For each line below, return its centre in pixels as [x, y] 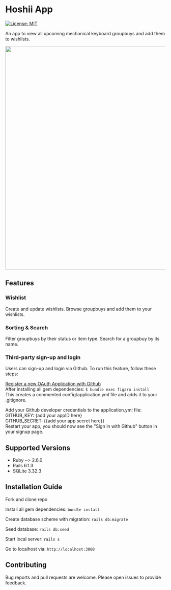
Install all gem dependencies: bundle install [53, 509]
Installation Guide [34, 487]
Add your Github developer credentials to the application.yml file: [74, 410]
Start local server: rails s [33, 539]
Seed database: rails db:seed [37, 529]
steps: [12, 374]
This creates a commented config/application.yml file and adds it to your [81, 395]
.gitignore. [16, 400]
